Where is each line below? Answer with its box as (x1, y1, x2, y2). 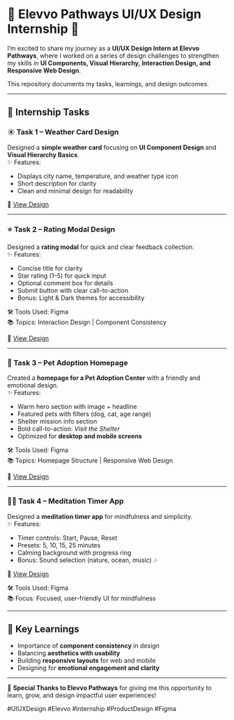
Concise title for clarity (17, 264, 83, 272)
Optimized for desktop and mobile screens (17, 432, 143, 440)
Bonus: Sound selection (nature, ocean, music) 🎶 (17, 556, 158, 564)
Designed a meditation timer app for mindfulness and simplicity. (7, 512, 193, 520)
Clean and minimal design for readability (17, 186, 134, 195)
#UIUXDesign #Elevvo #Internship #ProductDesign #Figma (7, 705, 176, 713)
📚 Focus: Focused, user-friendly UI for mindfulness (7, 594, 157, 602)
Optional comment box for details (17, 278, 114, 287)
